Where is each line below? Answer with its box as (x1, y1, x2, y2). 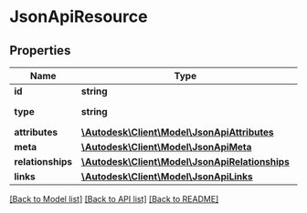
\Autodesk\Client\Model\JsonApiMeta (80, 141, 252, 153)
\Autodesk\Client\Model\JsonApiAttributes (80, 126, 274, 138)
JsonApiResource (9, 6, 148, 27)
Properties (9, 43, 71, 58)
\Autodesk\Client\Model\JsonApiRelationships (80, 156, 290, 167)
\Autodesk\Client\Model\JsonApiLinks (80, 170, 253, 183)
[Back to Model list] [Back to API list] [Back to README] (9, 194, 219, 204)
